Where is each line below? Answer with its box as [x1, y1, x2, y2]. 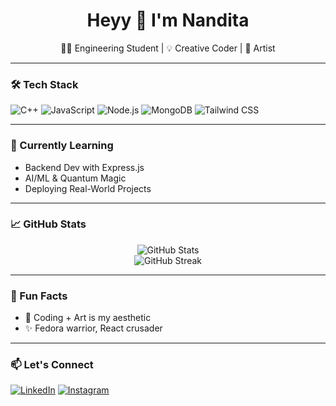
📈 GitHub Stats [10, 217, 87, 231]
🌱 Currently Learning [10, 139, 114, 153]
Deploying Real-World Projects [24, 182, 152, 194]
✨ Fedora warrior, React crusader [24, 322, 163, 334]
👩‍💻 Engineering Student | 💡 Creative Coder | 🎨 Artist [60, 42, 276, 54]
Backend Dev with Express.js [24, 161, 145, 173]
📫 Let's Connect [10, 358, 94, 372]
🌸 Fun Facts [10, 289, 68, 303]
